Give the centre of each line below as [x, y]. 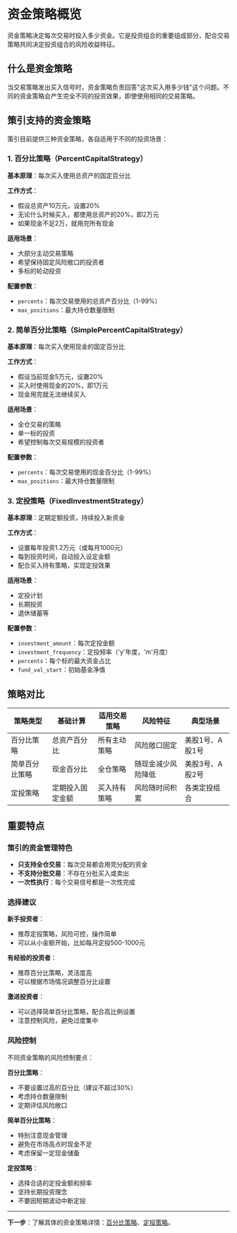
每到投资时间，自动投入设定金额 [64, 556]
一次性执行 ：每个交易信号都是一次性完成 [76, 882]
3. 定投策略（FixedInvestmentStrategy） [78, 501]
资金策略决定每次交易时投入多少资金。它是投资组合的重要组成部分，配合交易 [119, 35]
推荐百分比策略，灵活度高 [55, 973]
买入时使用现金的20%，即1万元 [63, 385]
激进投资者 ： [26, 997]
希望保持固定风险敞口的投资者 [61, 262]
